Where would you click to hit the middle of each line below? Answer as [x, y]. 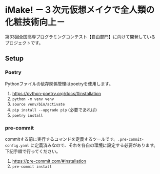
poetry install [28, 115]
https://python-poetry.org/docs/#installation [57, 93]
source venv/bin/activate [38, 104]
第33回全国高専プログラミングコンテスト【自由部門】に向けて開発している [80, 37]
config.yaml [17, 145]
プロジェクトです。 [24, 43]
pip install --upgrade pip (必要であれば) [54, 109]
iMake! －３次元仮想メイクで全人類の [80, 10]
